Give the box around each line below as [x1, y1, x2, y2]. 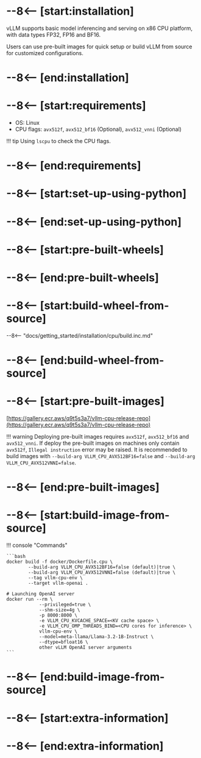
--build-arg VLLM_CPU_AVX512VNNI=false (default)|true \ [28, 570, 175, 576]
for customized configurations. [6, 49, 84, 56]
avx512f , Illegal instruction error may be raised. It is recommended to [6, 446, 188, 453]
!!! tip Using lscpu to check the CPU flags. [6, 138, 111, 145]
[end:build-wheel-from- [40, 354, 164, 368]
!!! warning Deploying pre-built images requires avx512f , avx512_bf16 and [6, 433, 189, 440]
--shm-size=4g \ [38, 607, 80, 613]
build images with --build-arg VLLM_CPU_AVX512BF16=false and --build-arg [6, 453, 196, 460]
